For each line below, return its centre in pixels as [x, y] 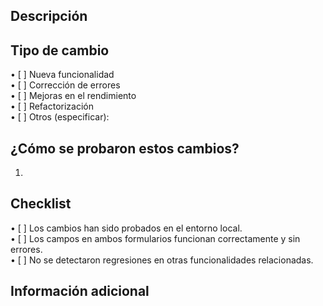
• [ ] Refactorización [52, 106]
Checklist [41, 204]
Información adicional [80, 291]
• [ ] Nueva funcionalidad [62, 75]
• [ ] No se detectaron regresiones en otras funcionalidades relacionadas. [162, 260]
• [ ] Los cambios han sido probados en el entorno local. [126, 228]
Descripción [49, 16]
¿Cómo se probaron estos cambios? [125, 148]
